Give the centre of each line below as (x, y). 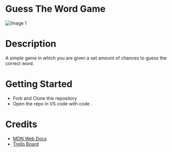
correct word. (20, 63)
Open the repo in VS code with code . (52, 103)
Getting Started (39, 84)
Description (31, 44)
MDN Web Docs (30, 138)
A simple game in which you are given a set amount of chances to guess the (86, 58)
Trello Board (26, 144)
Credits (21, 124)
